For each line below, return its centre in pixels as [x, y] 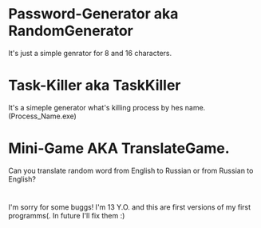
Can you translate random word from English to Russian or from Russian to [131, 170]
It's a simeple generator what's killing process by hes [96, 107]
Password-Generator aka [93, 14]
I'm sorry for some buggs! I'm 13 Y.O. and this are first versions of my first [130, 207]
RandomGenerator [71, 31]
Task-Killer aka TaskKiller [95, 86]
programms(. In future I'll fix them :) [67, 216]
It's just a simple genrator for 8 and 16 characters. [90, 53]
